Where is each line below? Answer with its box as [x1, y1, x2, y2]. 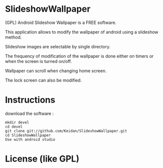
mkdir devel [5, 120, 29, 125]
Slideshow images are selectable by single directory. [5, 43, 110, 49]
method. [5, 34, 22, 40]
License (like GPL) [5, 153, 79, 165]
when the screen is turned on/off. [5, 58, 72, 64]
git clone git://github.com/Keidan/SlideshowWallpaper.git [5, 128, 127, 133]
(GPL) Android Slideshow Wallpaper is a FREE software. [5, 20, 117, 25]
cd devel [5, 124, 23, 129]
